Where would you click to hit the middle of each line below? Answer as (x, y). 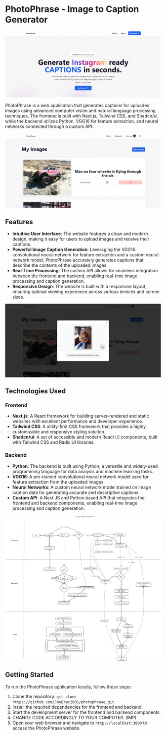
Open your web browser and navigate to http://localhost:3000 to (80, 723)
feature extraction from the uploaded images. (59, 482)
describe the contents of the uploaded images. (60, 265)
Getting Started (29, 675)
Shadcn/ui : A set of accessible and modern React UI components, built (85, 437)
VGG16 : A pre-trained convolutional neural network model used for (81, 477)
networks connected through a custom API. (49, 126)
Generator (26, 20)
